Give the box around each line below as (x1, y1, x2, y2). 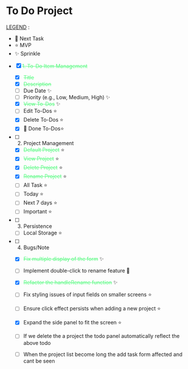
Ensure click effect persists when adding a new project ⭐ (23, 305, 161, 312)
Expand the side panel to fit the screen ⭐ (23, 319, 122, 326)
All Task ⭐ (23, 182, 48, 189)
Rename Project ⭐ (23, 173, 67, 180)
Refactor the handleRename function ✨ (23, 279, 118, 286)
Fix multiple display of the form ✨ (23, 256, 104, 263)
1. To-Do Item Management (22, 62, 88, 69)
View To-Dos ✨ (23, 100, 61, 108)
